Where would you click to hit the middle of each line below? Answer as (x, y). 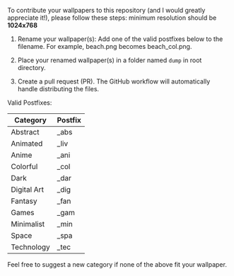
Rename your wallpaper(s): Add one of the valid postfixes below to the (120, 39)
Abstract (25, 132)
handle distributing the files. (58, 89)
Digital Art (28, 189)
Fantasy (24, 201)
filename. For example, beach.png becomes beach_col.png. (105, 46)
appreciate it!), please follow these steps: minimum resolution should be (112, 18)
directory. (31, 68)
